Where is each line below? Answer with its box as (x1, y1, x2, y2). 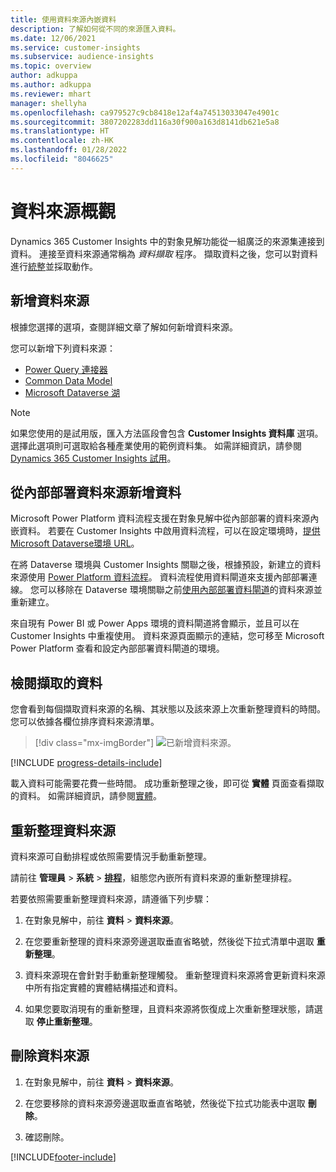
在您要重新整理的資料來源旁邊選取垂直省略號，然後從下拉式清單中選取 (24, 935, 315, 947)
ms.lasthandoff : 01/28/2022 (10, 145, 128, 155)
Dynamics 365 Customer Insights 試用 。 (10, 452, 177, 464)
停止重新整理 (36, 1015, 90, 1027)
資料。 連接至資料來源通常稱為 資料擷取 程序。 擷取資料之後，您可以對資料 (10, 247, 318, 260)
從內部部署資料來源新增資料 (10, 484, 182, 501)
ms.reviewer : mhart (10, 89, 92, 99)
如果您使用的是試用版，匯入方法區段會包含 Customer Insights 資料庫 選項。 (10, 427, 324, 439)
